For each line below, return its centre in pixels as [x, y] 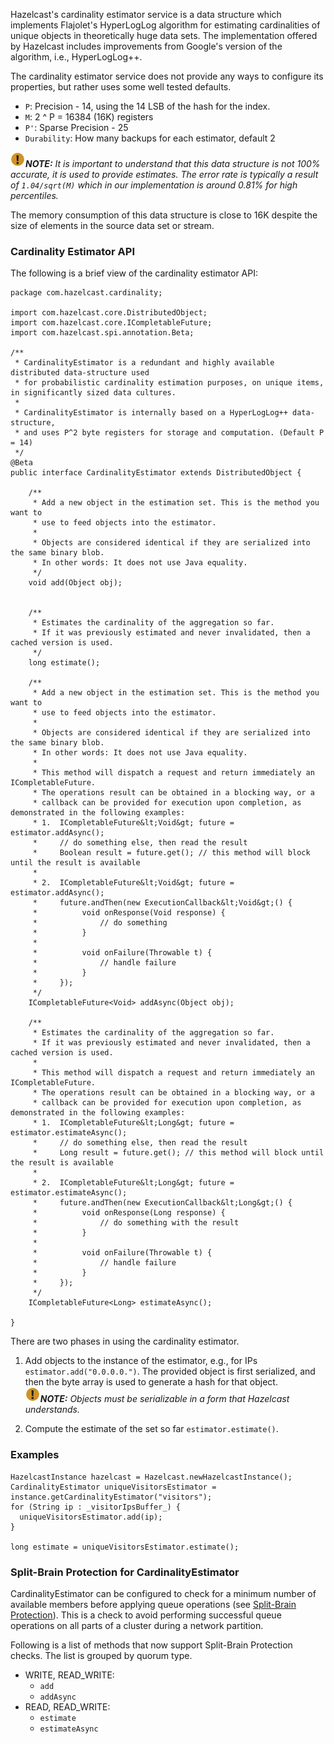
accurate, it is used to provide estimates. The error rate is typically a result [164, 174]
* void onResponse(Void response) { [129, 913]
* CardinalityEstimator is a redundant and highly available [144, 363]
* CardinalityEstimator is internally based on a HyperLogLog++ [151, 413]
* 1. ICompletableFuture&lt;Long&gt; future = [133, 1123]
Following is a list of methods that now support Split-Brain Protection [151, 1645]
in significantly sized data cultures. [93, 393]
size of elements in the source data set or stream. [112, 225]
